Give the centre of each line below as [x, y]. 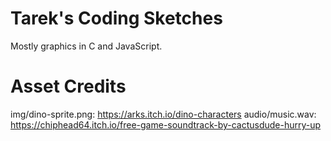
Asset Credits [68, 86]
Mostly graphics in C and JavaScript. [86, 46]
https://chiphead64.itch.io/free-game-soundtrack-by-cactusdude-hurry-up [166, 124]
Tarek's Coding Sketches [116, 18]
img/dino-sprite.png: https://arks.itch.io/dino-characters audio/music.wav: [163, 114]
